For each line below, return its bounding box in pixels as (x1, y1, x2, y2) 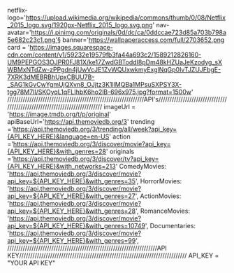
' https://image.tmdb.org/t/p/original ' (7, 110, 112, 118)
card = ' (7, 43, 30, 51)
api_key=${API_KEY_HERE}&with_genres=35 (7, 177, 136, 185)
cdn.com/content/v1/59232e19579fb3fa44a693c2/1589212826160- (7, 50, 202, 59)
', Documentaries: (145, 222, 196, 230)
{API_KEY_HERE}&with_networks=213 (7, 162, 117, 170)
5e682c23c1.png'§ (7, 36, 61, 44)
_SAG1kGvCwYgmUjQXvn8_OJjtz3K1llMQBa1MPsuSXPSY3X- (7, 80, 182, 88)
